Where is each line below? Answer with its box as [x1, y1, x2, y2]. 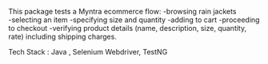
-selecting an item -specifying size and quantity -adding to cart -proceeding [8, 15, 260, 24]
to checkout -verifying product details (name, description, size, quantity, [8, 24, 246, 32]
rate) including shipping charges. [8, 32, 118, 41]
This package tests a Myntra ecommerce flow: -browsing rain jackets [8, 7, 237, 16]
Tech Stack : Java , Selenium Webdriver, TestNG [8, 47, 168, 56]
